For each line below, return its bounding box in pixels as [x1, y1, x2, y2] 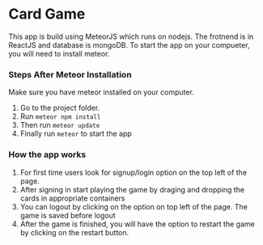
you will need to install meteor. [8, 49, 110, 58]
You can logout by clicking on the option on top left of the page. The [19, 201, 248, 211]
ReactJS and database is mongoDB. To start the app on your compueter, [8, 40, 250, 49]
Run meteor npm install [19, 112, 101, 121]
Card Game [8, 5, 86, 23]
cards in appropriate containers [19, 193, 125, 203]
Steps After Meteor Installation [8, 69, 132, 80]
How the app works [8, 149, 87, 160]
